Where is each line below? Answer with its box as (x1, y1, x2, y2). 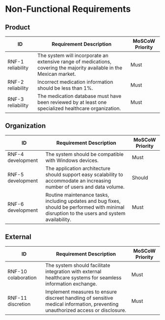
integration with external (45, 268, 102, 275)
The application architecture (45, 165, 110, 172)
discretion (7, 300, 31, 307)
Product (5, 23, 30, 32)
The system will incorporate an (37, 52, 109, 59)
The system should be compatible (45, 151, 124, 158)
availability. (45, 216, 72, 223)
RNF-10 (7, 268, 27, 275)
